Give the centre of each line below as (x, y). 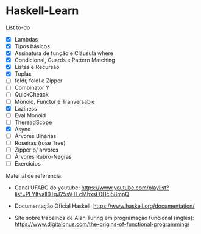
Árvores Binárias (35, 136)
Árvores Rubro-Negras (43, 157)
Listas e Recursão (37, 67)
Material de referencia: (34, 176)
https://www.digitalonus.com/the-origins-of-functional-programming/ (102, 224)
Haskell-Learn (42, 11)
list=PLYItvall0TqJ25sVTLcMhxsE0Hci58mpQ (72, 194)
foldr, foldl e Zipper (38, 81)
